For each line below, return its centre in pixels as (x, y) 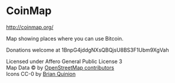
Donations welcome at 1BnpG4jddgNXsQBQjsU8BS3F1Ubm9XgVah (87, 50)
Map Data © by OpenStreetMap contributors (60, 67)
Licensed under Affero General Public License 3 (64, 61)
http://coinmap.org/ (30, 27)
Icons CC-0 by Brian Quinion (41, 74)
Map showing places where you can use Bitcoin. (65, 38)
